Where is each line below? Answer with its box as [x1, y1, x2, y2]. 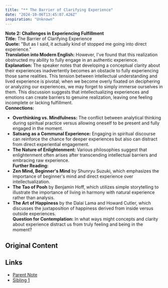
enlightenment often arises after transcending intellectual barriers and [12, 152, 157, 158]
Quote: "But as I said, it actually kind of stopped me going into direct [5, 41, 147, 47]
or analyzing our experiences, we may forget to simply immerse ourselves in [5, 84, 163, 90]
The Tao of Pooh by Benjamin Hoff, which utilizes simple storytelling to [12, 184, 159, 190]
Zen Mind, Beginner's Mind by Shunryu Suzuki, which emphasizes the [12, 168, 159, 174]
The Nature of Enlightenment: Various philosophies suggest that [12, 147, 147, 153]
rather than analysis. [12, 195, 55, 201]
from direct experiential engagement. [12, 141, 89, 148]
